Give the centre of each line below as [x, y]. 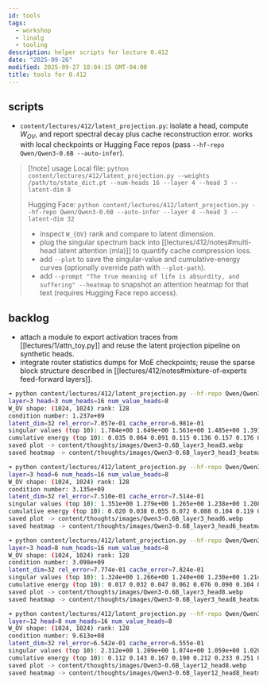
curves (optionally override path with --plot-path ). [123, 267]
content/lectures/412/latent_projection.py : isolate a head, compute [134, 126]
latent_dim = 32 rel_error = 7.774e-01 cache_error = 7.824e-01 [106, 570]
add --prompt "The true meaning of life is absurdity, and [139, 276]
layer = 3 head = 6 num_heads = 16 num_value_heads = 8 [89, 474]
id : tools [25, 15]
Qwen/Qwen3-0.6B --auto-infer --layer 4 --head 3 [144, 212]
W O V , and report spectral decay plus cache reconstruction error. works [136, 135]
